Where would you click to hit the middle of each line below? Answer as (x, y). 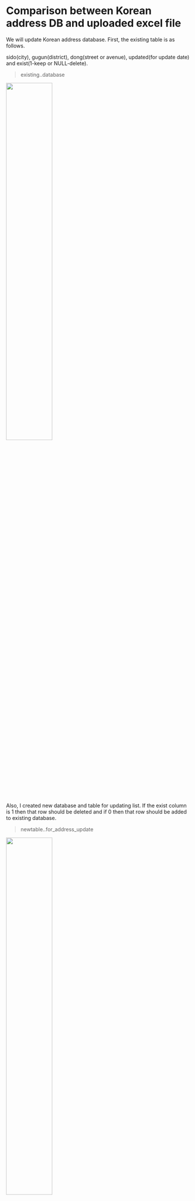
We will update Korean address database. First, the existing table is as (90, 39)
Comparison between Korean (79, 11)
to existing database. (31, 818)
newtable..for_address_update (57, 829)
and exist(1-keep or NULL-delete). (47, 63)
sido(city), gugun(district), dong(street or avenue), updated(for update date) (98, 57)
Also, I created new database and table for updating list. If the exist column (96, 805)
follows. (16, 46)
